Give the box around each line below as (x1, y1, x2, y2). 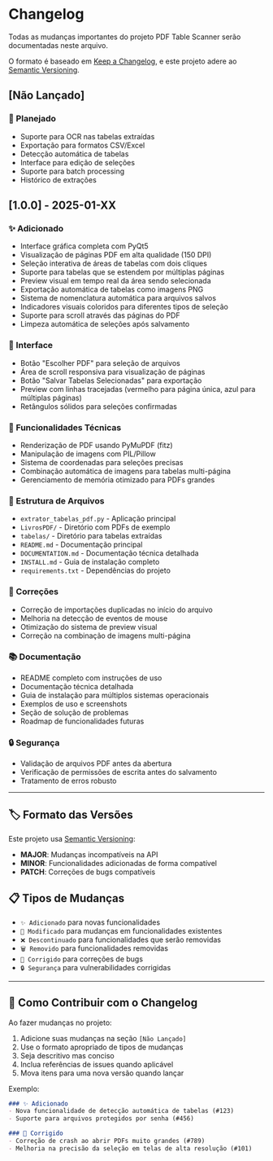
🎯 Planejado (8, 113, 57, 125)
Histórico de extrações (19, 174, 97, 184)
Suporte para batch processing (19, 166, 125, 176)
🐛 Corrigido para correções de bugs (19, 954, 144, 964)
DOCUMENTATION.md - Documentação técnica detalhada (19, 548, 199, 558)
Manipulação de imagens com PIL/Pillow (19, 449, 156, 459)
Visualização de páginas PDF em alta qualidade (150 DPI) (19, 250, 212, 260)
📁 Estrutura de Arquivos (8, 495, 105, 506)
